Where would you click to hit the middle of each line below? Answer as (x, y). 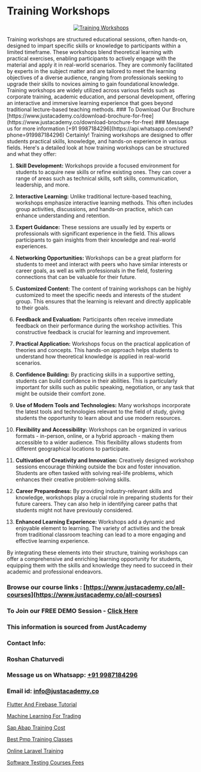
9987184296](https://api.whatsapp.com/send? (136, 128)
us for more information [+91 (42, 128)
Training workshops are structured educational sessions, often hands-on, (97, 39)
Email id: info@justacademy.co (53, 691)
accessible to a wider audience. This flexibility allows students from (99, 442)
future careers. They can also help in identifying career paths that (96, 504)
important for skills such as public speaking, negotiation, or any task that (105, 387)
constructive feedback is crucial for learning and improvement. (93, 332)
